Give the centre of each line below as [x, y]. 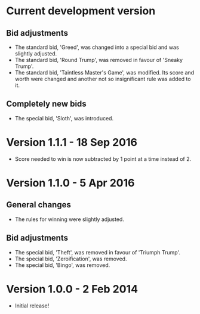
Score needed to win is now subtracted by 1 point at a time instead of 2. [103, 158]
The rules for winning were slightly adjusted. [69, 219]
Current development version [81, 11]
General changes [39, 205]
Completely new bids [46, 104]
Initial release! [32, 306]
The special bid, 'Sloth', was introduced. [64, 118]
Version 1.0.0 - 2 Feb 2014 [72, 289]
